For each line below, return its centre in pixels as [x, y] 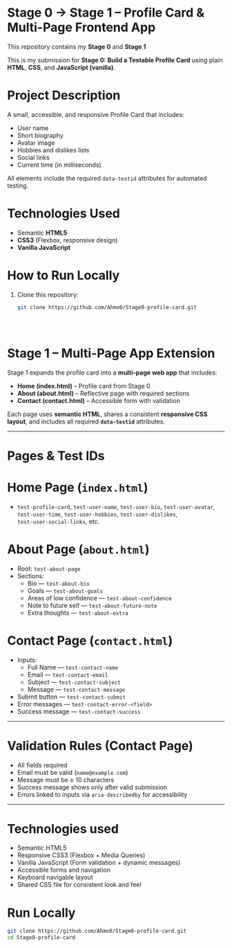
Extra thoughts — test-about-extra [78, 612]
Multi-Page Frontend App [81, 27]
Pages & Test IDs [56, 456]
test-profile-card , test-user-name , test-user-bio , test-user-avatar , [116, 506]
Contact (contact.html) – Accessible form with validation [99, 400]
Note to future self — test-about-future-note [92, 605]
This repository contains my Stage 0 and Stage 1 [77, 46]
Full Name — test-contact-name [73, 667]
